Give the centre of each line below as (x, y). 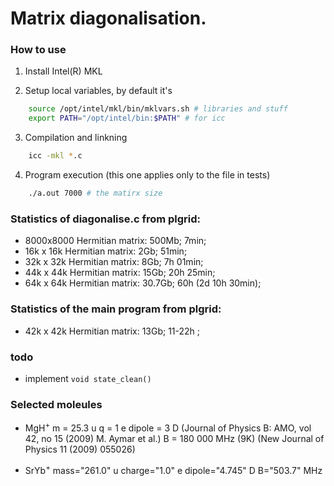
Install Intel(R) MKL (63, 71)
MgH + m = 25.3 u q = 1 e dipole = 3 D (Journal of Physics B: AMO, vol (168, 427)
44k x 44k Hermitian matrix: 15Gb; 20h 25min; (120, 273)
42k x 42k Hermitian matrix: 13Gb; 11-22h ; (112, 331)
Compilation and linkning (76, 138)
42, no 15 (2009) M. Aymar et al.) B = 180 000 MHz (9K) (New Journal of (174, 438)
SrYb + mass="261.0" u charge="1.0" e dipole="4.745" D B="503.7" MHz (173, 469)
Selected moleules (56, 404)
